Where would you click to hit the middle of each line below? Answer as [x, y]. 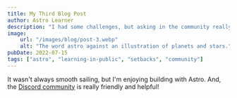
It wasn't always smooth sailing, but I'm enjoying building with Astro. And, [114, 79]
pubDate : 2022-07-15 [38, 53]
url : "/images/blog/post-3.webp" [69, 40]
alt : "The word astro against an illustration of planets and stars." [126, 46]
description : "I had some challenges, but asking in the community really [120, 27]
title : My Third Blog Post [47, 14]
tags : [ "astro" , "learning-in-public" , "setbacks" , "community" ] [105, 59]
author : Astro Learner [41, 20]
